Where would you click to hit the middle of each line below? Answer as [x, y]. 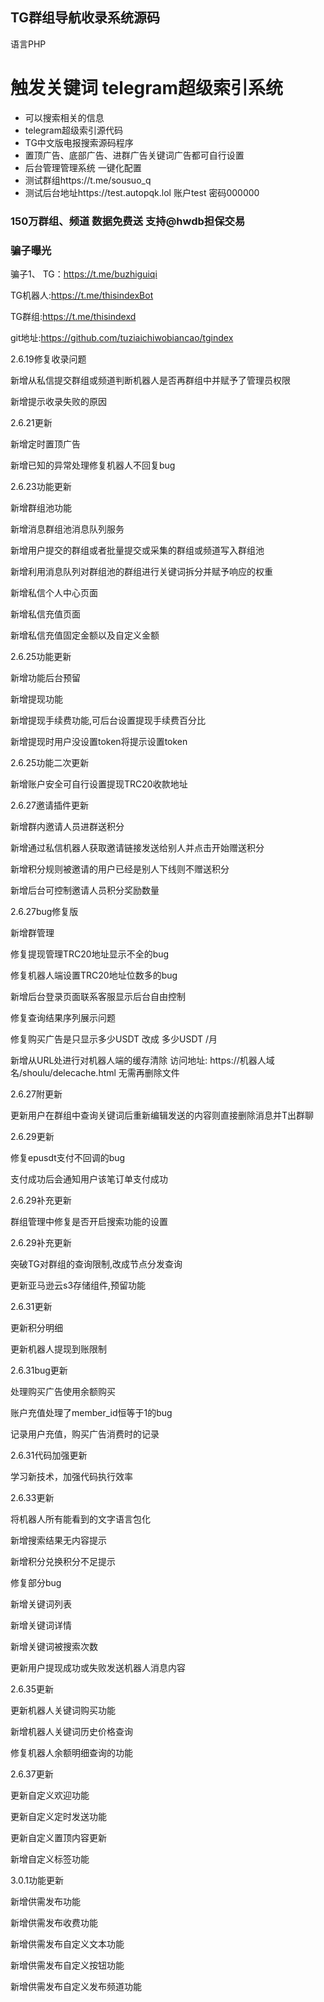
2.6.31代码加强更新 [49, 1455]
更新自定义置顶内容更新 [58, 1837]
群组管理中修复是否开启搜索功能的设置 [89, 1221]
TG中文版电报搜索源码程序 [79, 142]
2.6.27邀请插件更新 [49, 805]
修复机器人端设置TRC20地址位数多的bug [94, 975]
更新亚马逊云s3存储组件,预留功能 [78, 1285]
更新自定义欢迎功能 [50, 1795]
